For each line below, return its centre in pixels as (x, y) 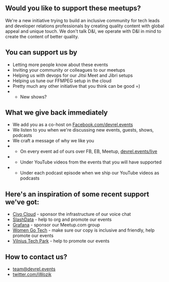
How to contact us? (36, 257)
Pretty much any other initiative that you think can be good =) (76, 86)
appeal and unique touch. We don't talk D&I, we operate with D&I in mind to (83, 31)
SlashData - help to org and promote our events (62, 219)
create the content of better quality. (42, 36)
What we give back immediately (57, 113)
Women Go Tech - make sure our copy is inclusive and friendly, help (83, 230)
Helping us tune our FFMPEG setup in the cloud (62, 81)
